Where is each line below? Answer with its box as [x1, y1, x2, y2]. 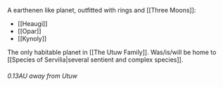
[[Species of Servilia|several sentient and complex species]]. [7, 55, 184, 64]
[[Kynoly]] [17, 34, 47, 43]
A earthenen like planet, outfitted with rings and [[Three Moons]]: [7, 6, 196, 14]
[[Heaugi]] [17, 20, 48, 27]
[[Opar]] [17, 27, 42, 35]
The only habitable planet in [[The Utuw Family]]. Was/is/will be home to [7, 48, 217, 56]
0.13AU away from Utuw [7, 72, 77, 80]
